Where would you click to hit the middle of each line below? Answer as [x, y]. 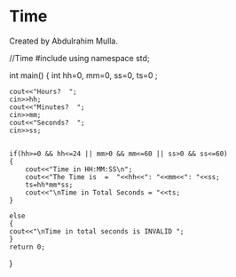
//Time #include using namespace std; [79, 58]
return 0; [28, 247]
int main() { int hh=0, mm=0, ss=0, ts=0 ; [83, 75]
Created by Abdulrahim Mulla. [63, 41]
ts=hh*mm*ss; [49, 185]
